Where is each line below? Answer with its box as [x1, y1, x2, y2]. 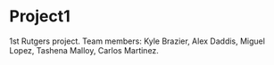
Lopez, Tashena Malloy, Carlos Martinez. [9, 45, 159, 55]
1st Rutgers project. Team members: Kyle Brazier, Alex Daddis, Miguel [9, 36, 266, 46]
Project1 [9, 6, 71, 27]
